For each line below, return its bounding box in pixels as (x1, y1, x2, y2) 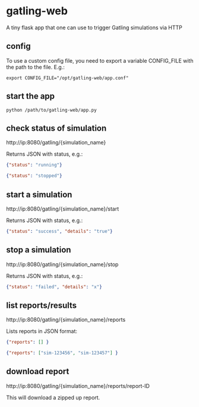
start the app (6, 91, 55, 101)
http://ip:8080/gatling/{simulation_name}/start (6, 205, 119, 212)
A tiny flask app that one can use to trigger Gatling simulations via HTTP (6, 24, 182, 31)
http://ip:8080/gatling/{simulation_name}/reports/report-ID (6, 382, 150, 389)
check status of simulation (6, 123, 107, 133)
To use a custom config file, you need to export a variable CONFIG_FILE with (6, 57, 194, 64)
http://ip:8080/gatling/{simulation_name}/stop (6, 261, 119, 268)
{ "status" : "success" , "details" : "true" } (6, 228, 113, 234)
